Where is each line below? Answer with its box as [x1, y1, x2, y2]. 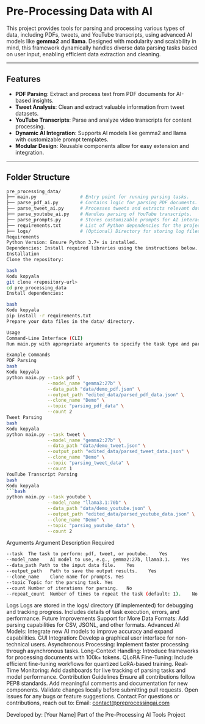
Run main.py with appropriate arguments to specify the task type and [6, 341, 190, 347]
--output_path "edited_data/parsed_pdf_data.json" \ [47, 391, 184, 398]
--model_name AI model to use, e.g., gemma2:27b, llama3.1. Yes [6, 556, 190, 563]
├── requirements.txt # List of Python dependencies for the [6, 222, 182, 229]
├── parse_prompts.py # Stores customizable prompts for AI [6, 216, 179, 223]
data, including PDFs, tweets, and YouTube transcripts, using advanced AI [6, 31, 192, 38]
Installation [6, 251, 40, 257]
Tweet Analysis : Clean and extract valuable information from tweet [15, 103, 185, 111]
